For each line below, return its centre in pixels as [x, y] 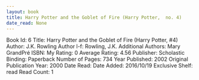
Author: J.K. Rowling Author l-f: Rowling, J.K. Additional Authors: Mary [93, 46]
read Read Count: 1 [30, 72]
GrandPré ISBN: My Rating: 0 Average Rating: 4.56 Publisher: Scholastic [96, 53]
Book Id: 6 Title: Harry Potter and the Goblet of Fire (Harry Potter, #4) [92, 40]
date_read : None [27, 23]
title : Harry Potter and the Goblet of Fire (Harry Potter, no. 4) [94, 17]
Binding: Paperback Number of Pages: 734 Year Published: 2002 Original [97, 59]
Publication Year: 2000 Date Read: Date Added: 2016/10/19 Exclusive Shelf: [99, 66]
